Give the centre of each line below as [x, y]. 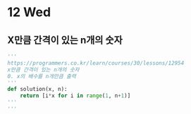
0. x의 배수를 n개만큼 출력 [42, 76]
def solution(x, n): [38, 89]
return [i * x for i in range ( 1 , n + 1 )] [75, 96]
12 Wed [29, 12]
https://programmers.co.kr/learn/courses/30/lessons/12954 [96, 63]
